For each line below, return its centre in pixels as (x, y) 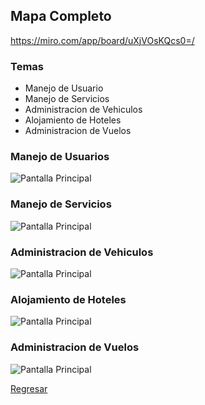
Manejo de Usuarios (60, 157)
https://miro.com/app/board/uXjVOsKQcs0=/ (102, 40)
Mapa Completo (61, 16)
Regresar (29, 388)
